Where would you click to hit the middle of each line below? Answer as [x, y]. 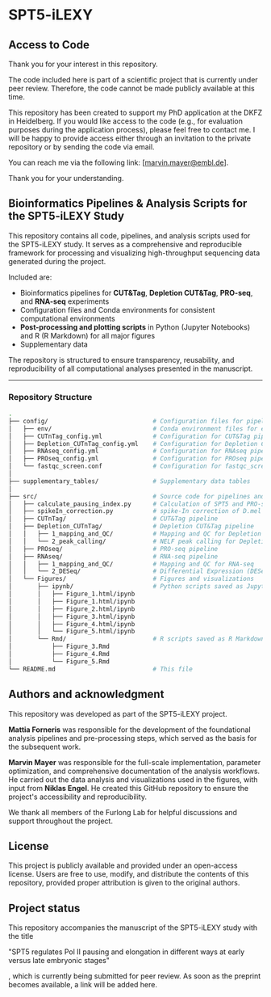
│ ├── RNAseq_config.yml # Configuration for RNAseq [128, 451]
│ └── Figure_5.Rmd [59, 661]
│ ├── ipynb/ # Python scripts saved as [126, 587]
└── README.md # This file [101, 669]
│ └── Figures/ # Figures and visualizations [131, 579]
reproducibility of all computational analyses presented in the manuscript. [131, 368]
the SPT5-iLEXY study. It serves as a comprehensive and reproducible [125, 244]
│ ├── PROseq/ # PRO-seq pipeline [113, 549]
